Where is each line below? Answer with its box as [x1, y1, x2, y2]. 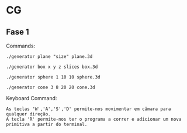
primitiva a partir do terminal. [6, 121, 88, 127]
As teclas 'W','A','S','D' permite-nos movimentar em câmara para [6, 106, 171, 112]
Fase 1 [6, 27, 29, 37]
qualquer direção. [6, 111, 51, 117]
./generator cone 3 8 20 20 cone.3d [6, 84, 95, 90]
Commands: [6, 42, 36, 49]
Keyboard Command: [6, 95, 57, 101]
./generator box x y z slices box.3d [6, 64, 98, 70]
